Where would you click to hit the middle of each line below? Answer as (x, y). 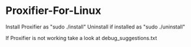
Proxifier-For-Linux (53, 11)
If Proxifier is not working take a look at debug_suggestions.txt (81, 38)
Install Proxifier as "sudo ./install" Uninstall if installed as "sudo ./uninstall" (95, 27)
